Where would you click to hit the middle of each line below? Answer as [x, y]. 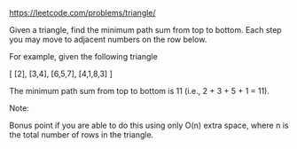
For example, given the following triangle [83, 56]
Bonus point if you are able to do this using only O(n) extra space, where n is [149, 125]
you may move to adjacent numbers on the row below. [108, 39]
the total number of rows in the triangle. [82, 135]
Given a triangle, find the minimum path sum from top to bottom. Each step [145, 30]
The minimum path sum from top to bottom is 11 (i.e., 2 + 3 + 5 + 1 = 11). [140, 91]
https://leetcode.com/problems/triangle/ [83, 13]
